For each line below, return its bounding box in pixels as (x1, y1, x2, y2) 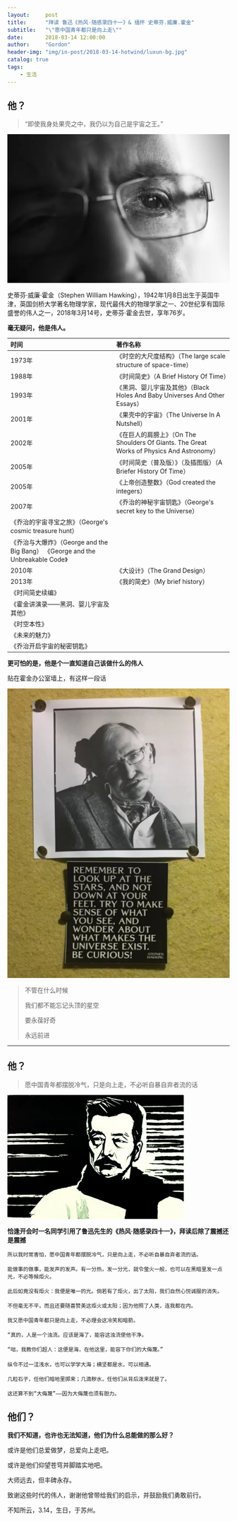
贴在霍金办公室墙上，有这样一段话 (7, 674, 107, 682)
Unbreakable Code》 (10, 555, 68, 563)
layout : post (7, 11, 59, 18)
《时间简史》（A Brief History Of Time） (116, 371, 230, 381)
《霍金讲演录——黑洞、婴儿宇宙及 (10, 600, 109, 608)
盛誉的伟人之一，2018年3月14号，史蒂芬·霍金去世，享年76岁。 (7, 308, 189, 317)
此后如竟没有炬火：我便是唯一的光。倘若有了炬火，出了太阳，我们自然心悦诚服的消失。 (7, 1287, 223, 1295)
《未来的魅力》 (10, 631, 54, 639)
